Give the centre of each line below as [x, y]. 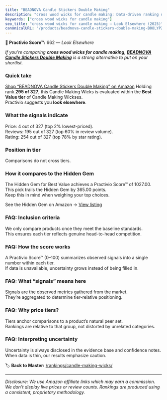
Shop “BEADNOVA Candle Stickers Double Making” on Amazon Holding [79, 87]
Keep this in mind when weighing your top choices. [57, 195]
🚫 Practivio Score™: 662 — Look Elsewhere [50, 42]
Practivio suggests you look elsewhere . [46, 102]
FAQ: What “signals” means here [46, 281]
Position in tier [23, 150]
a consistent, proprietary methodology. [45, 392]
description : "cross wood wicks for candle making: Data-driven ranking [82, 14]
